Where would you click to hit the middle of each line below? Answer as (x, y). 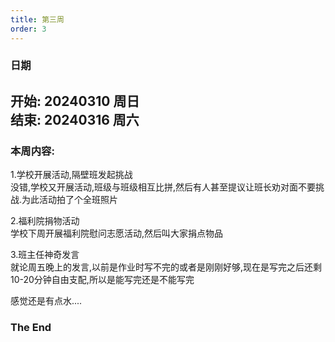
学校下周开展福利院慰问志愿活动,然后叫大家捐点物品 (117, 233)
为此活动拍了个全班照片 (70, 200)
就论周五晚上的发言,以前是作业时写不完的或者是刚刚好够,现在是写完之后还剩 (166, 267)
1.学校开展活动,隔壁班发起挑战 (71, 175)
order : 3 (28, 29)
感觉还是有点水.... (46, 301)
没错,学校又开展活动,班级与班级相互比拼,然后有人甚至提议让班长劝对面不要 (163, 187)
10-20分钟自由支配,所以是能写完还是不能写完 (102, 280)
